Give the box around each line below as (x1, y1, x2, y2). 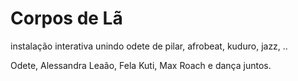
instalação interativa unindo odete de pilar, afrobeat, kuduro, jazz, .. (10, 40, 288, 52)
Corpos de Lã (10, 7, 123, 30)
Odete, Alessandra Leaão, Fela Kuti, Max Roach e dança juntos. (10, 59, 272, 71)
